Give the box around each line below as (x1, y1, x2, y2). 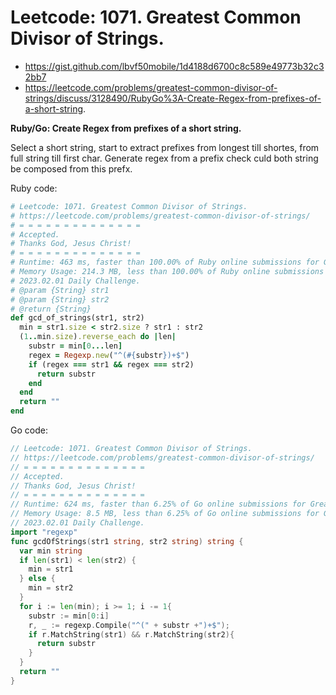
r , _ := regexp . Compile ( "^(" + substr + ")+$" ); (28, 620, 230, 630)
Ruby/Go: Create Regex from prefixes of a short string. (10, 122, 242, 134)
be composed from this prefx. (10, 162, 133, 175)
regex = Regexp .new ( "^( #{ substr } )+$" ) (28, 350, 190, 360)
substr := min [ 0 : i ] (28, 611, 110, 621)
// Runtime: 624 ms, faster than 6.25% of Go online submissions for (10, 499, 307, 510)
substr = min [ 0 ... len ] (28, 341, 123, 351)
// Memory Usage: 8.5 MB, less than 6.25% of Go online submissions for (10, 509, 320, 519)
